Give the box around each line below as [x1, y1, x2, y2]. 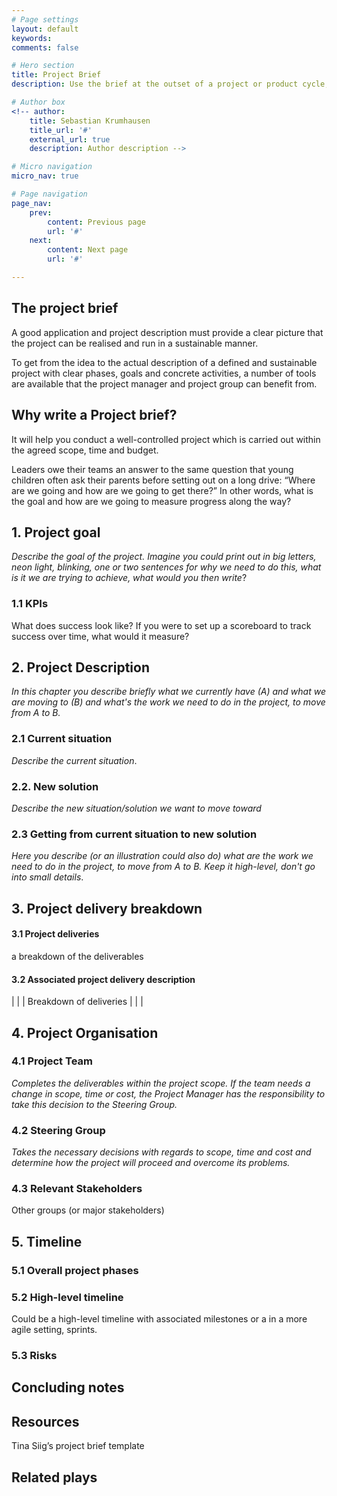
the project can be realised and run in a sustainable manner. [11, 337, 259, 349]
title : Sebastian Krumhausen [29, 116, 151, 126]
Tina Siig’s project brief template [11, 1440, 145, 1452]
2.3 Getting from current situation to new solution [11, 827, 258, 841]
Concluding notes [11, 1379, 125, 1396]
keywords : [11, 33, 53, 43]
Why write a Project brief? [11, 407, 178, 424]
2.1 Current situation [11, 732, 113, 746]
